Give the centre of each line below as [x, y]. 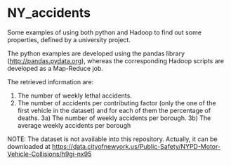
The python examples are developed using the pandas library [96, 53]
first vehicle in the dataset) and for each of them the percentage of [114, 110]
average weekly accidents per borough [74, 125]
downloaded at [29, 146]
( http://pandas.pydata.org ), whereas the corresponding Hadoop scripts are [116, 60]
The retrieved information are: [51, 81]
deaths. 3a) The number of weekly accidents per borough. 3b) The [114, 118]
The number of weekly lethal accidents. [74, 95]
